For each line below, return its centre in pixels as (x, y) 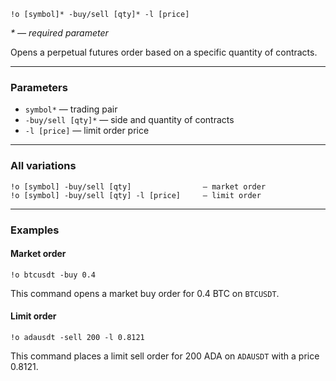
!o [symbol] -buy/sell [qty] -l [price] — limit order (136, 195)
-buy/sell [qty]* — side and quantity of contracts (129, 120)
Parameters (39, 87)
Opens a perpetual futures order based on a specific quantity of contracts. (164, 52)
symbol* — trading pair (71, 109)
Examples (35, 230)
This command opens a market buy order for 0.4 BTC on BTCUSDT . (145, 293)
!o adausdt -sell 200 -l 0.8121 (77, 337)
